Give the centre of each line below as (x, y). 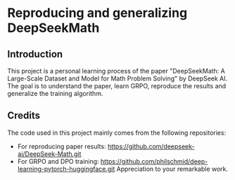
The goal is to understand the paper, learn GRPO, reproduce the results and (117, 86)
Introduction (35, 54)
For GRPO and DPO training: (58, 161)
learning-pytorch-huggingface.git (66, 169)
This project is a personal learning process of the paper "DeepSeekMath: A (116, 71)
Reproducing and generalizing (97, 13)
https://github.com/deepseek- (151, 146)
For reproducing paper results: (62, 146)
